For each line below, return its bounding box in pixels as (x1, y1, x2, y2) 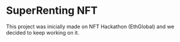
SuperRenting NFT (6, 4, 98, 17)
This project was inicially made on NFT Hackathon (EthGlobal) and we (6, 23, 174, 30)
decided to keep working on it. (6, 29, 79, 36)
